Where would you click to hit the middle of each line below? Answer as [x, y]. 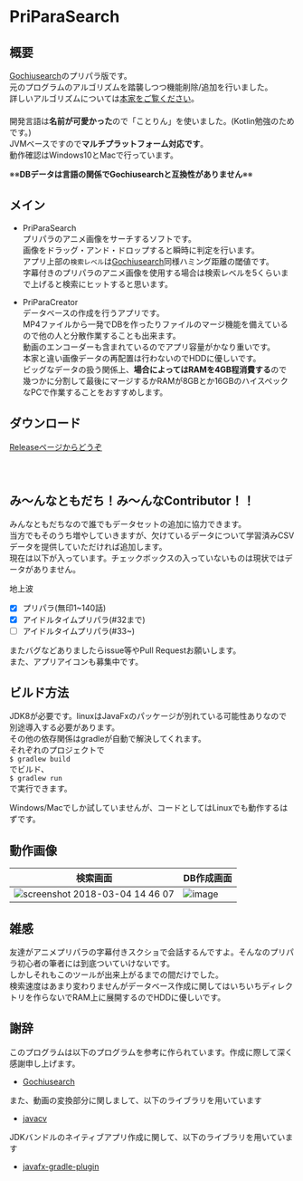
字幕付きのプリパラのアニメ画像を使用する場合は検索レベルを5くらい [151, 273]
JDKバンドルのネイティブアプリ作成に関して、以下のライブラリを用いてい [147, 1137]
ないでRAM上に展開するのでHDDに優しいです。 [137, 997]
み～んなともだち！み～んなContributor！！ [132, 501]
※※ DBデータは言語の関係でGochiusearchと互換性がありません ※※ [131, 174]
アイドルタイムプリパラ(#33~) [79, 630]
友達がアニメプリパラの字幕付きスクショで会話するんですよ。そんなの [140, 952]
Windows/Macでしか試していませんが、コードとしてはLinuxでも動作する [145, 808]
